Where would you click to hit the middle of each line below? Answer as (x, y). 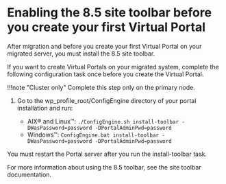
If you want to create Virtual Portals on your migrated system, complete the (113, 67)
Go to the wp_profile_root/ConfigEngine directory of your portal (106, 100)
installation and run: (45, 108)
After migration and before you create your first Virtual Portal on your (104, 46)
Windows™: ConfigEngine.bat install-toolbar (93, 135)
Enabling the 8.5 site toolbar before (110, 13)
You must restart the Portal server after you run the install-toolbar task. (107, 154)
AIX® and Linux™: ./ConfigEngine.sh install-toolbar (103, 121)
